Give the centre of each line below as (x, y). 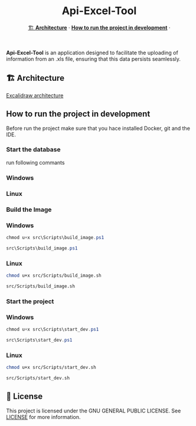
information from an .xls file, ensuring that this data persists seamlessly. (94, 59)
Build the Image (29, 209)
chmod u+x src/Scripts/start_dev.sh (51, 367)
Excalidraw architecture (35, 95)
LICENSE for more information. (43, 417)
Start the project (30, 301)
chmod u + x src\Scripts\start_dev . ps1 (53, 329)
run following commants (35, 162)
